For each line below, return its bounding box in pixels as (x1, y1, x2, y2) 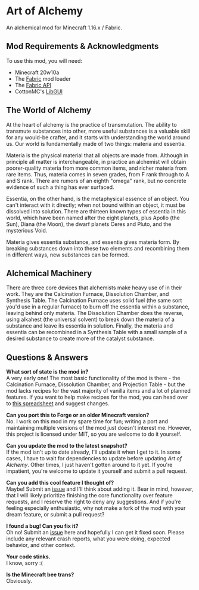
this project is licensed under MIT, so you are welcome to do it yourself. (6, 430, 182, 438)
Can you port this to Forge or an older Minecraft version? (6, 411, 150, 419)
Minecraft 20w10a (14, 69, 60, 76)
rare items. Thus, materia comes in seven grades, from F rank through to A (6, 170, 189, 178)
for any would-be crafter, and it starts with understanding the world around (6, 133, 191, 141)
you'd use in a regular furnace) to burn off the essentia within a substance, (6, 303, 189, 310)
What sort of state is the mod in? (6, 368, 89, 375)
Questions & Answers (6, 352, 88, 362)
